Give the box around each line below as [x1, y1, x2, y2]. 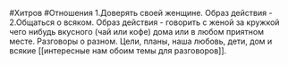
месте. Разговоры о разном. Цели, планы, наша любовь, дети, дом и [9, 36, 273, 46]
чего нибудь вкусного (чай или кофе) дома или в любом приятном [9, 27, 264, 37]
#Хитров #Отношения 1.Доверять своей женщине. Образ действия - [9, 8, 273, 18]
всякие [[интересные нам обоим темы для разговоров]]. [9, 45, 227, 56]
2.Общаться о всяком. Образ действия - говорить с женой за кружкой [9, 17, 280, 28]
